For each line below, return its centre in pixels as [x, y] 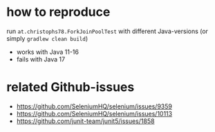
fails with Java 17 [41, 59]
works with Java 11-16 [47, 52]
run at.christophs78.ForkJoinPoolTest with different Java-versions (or [107, 31]
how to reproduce [58, 12]
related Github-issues [71, 87]
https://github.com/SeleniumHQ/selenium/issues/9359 [94, 106]
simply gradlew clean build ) [47, 38]
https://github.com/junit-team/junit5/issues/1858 [85, 121]
